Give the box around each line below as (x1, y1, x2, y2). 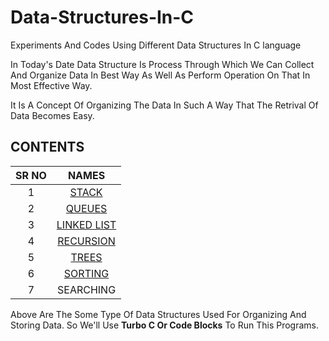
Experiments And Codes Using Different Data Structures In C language (10, 39, 302, 51)
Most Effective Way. (10, 79, 93, 91)
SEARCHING (57, 282, 117, 296)
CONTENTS (10, 139, 85, 156)
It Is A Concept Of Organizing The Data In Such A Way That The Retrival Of (10, 99, 319, 111)
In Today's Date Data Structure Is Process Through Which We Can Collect (10, 58, 315, 70)
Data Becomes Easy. (10, 109, 95, 121)
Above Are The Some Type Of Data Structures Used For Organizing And (10, 308, 307, 320)
